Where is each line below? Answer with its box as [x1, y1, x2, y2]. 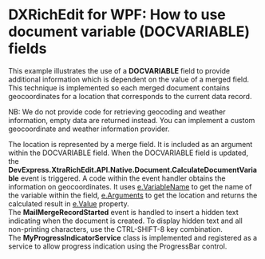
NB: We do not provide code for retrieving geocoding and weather [8, 106, 226, 117]
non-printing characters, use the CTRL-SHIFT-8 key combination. [8, 224, 223, 233]
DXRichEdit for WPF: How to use [8, 6, 226, 24]
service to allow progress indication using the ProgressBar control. [8, 241, 227, 251]
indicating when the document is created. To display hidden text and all [8, 216, 243, 225]
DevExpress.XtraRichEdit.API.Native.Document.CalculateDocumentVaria [8, 165, 258, 174]
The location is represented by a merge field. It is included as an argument [8, 139, 253, 149]
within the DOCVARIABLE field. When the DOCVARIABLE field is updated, [8, 148, 249, 157]
